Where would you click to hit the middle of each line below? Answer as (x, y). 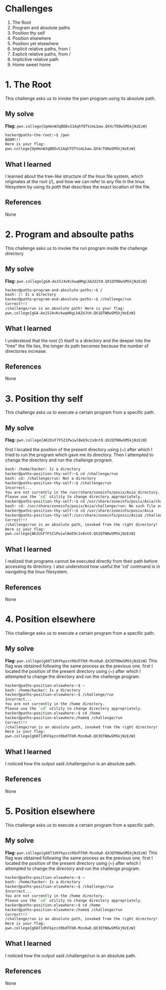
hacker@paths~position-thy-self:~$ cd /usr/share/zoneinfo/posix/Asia (79, 511)
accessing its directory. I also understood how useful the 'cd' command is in (83, 567)
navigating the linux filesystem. (37, 572)
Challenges (29, 9)
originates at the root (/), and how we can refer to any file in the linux (75, 181)
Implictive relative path (35, 59)
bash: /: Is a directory (31, 295)
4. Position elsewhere (50, 620)
